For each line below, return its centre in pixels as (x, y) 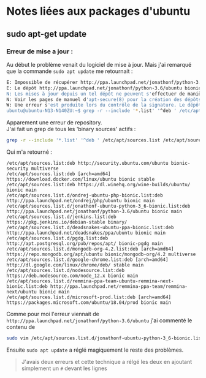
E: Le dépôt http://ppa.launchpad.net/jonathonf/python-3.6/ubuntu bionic (104, 88)
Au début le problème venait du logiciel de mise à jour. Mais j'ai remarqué (99, 64)
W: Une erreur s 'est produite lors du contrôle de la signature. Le (96, 105)
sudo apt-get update (47, 34)
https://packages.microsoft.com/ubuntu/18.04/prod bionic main (89, 303)
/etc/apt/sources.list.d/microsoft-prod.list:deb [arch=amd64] (89, 297)
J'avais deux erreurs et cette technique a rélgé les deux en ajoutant (107, 361)
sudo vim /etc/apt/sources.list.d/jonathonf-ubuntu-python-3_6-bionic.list (105, 338)
